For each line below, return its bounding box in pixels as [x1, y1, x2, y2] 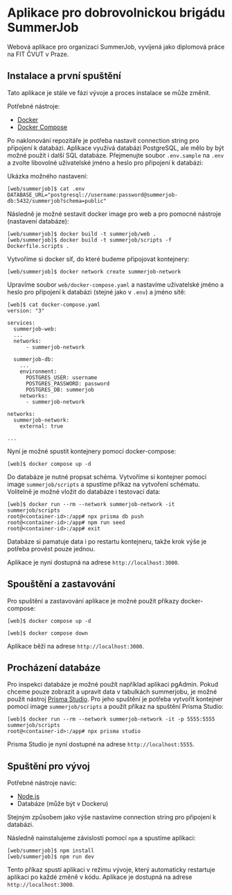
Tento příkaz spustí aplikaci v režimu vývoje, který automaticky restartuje [7, 866, 216, 874]
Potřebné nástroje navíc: [7, 779, 78, 787]
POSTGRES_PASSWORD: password [25, 380, 110, 387]
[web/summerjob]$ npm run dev [7, 853, 95, 860]
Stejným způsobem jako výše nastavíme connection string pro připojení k [7, 813, 217, 821]
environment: [19, 368, 57, 375]
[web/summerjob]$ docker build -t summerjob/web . [7, 231, 157, 237]
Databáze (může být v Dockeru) [17, 800, 109, 808]
